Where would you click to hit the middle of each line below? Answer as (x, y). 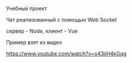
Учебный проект (26, 8)
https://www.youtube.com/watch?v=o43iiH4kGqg (66, 54)
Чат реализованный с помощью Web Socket (62, 20)
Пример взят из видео (34, 42)
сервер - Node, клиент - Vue (42, 31)
